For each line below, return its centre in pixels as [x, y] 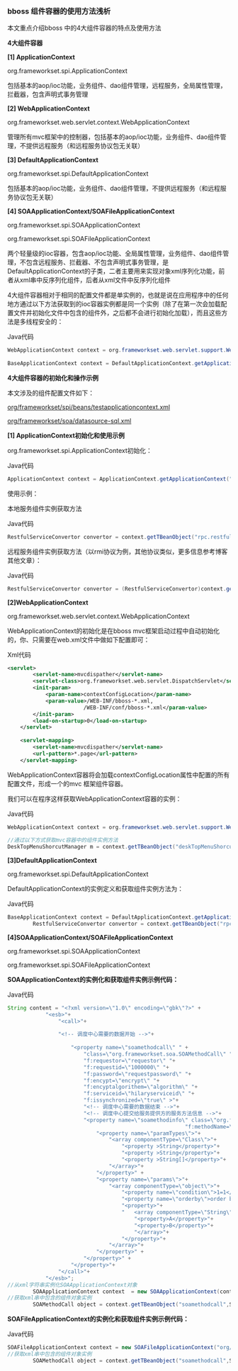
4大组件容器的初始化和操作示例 [53, 378]
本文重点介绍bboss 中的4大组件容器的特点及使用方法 [84, 28]
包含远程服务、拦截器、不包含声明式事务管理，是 [97, 262]
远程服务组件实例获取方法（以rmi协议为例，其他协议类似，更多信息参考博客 [118, 552]
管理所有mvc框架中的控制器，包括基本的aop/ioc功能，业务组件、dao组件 [114, 137]
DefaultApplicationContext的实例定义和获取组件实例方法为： [96, 889]
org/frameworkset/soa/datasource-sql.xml [69, 420]
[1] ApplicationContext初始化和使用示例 [66, 435]
